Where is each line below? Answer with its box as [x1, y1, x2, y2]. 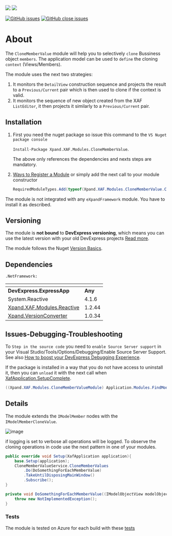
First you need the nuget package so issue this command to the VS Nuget [12, 131, 167, 138]
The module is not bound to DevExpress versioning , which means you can [5, 230, 165, 236]
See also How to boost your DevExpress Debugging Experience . [5, 354, 141, 360]
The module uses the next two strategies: [5, 71, 93, 77]
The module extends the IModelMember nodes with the [5, 413, 118, 419]
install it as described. [5, 201, 52, 207]
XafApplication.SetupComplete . [5, 375, 72, 381]
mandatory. [12, 161, 37, 167]
